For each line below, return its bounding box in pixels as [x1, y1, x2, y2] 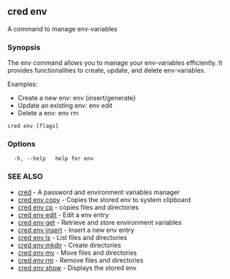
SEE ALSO [7, 172, 43, 181]
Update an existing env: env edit [17, 101, 113, 110]
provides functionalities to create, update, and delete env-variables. [7, 66, 207, 75]
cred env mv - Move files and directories [17, 248, 137, 257]
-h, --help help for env [14, 155, 94, 162]
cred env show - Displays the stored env [17, 263, 137, 272]
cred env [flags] [7, 122, 59, 130]
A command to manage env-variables [7, 24, 117, 33]
